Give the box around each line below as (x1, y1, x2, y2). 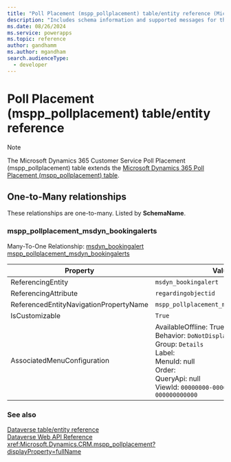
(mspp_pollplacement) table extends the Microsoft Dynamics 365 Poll (7, 163, 205, 172)
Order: (155, 365, 176, 375)
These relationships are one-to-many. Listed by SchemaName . (7, 209, 186, 218)
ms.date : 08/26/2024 (7, 23, 67, 30)
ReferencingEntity (10, 277, 69, 286)
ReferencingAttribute (10, 288, 78, 298)
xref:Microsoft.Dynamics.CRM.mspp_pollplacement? (7, 440, 156, 448)
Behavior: (155, 330, 186, 340)
